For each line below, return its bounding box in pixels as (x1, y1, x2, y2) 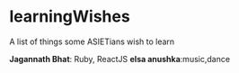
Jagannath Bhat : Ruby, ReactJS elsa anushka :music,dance (9, 53, 231, 64)
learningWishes (9, 6, 130, 27)
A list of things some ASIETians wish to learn (9, 36, 175, 47)
